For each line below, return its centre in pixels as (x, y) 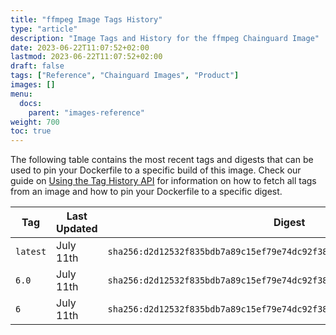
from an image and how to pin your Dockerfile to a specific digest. (146, 192)
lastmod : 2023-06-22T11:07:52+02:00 (86, 57)
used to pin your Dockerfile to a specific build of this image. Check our (156, 170)
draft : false (37, 66)
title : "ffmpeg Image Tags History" (86, 19)
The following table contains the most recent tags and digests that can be (162, 160)
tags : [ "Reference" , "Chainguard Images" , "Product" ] (125, 76)
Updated (77, 229)
